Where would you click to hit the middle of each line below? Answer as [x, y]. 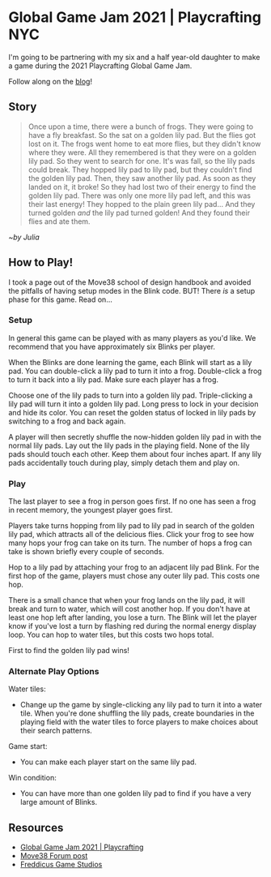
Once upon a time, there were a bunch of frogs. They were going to [140, 127]
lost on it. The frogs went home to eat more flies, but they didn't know [144, 144]
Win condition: [32, 778]
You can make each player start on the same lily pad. [108, 762]
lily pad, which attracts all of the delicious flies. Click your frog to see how [131, 535]
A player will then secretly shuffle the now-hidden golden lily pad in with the [135, 436]
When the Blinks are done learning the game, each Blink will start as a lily [130, 362]
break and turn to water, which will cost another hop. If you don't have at [129, 609]
